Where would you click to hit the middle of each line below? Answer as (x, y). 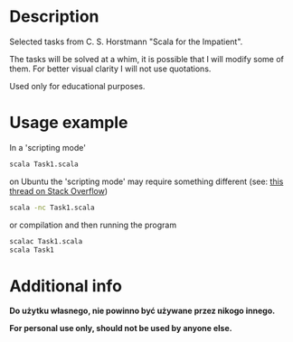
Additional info (66, 286)
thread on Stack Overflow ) (59, 190)
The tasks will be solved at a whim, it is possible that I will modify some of (147, 59)
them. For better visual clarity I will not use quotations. (110, 69)
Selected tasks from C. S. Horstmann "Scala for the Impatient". (126, 42)
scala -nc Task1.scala (52, 208)
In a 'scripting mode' (47, 147)
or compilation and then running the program (93, 225)
